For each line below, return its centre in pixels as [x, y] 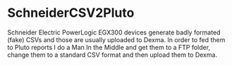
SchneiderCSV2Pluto [71, 13]
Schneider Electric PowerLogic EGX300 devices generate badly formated [114, 32]
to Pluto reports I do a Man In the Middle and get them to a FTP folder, [109, 47]
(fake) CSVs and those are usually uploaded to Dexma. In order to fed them [116, 39]
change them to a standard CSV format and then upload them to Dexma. [112, 55]
